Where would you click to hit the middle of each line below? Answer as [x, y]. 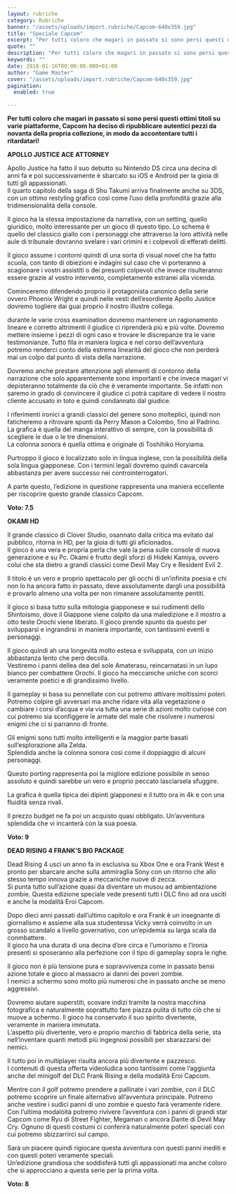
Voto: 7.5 [20, 508]
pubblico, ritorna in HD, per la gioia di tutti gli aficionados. [90, 542]
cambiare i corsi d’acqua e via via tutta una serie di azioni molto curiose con [117, 709]
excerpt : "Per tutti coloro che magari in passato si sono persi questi [116, 40]
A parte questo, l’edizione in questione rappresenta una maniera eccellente [116, 487]
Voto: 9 [18, 837]
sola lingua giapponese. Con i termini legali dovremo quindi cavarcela [108, 466]
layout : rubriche [33, 14]
